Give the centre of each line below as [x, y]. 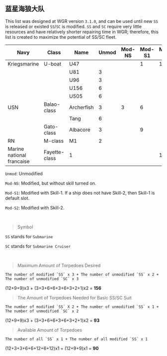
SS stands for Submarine [29, 236]
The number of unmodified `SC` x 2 [42, 311]
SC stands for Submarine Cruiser [38, 246]
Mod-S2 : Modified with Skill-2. [35, 208]
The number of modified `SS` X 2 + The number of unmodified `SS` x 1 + [82, 307]
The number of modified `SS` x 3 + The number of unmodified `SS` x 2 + [82, 275]
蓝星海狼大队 [25, 9]
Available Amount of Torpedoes [49, 330]
